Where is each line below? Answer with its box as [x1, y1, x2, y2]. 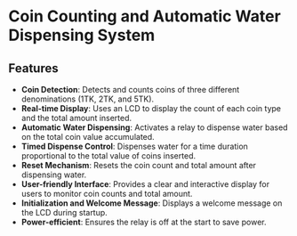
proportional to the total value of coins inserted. [20, 151, 197, 161]
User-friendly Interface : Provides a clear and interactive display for [20, 179, 270, 189]
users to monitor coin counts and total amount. [20, 189, 193, 199]
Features [8, 61, 59, 76]
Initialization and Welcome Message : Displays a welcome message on [20, 198, 283, 208]
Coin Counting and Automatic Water [8, 6, 281, 27]
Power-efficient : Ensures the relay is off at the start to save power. [20, 216, 267, 227]
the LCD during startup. [20, 208, 108, 217]
